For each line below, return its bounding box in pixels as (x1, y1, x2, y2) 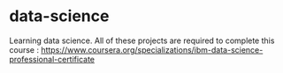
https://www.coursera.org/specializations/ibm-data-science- (41, 44, 264, 55)
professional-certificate (9, 54, 96, 64)
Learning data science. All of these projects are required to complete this (9, 35, 275, 46)
